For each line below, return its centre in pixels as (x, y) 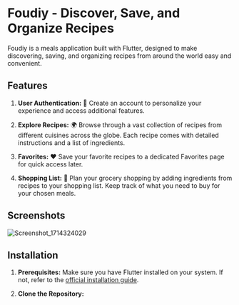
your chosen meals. (47, 193)
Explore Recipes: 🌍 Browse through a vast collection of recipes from (120, 125)
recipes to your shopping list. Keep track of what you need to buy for (119, 185)
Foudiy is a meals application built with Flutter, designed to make (102, 48)
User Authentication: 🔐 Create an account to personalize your (110, 103)
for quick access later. (50, 164)
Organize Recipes (61, 28)
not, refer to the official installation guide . (78, 280)
